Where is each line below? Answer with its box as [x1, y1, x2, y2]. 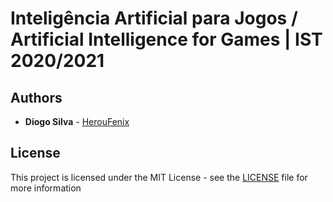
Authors [10, 89, 63, 106]
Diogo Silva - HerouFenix [24, 116, 130, 127]
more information [10, 182, 82, 194]
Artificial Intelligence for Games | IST [10, 28, 323, 51]
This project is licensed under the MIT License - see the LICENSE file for [10, 171, 308, 183]
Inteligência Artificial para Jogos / [10, 7, 298, 30]
